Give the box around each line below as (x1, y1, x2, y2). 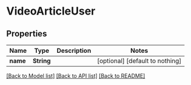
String (32, 56, 51, 65)
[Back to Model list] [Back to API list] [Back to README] (6, 72, 146, 80)
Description (56, 47, 92, 55)
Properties (6, 29, 47, 39)
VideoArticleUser (6, 4, 96, 18)
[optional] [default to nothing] (96, 56, 182, 65)
